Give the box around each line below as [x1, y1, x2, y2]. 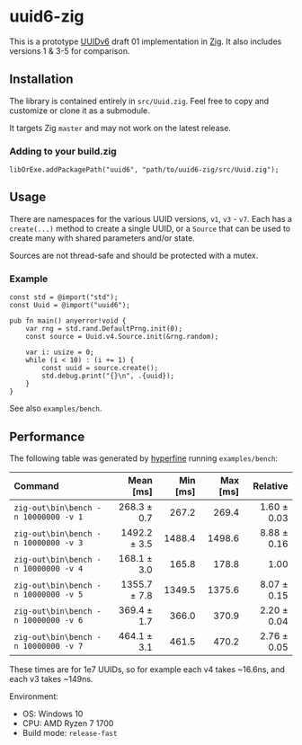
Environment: [9, 690, 58, 702]
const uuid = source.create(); [41, 364, 159, 373]
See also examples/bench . [9, 403, 102, 414]
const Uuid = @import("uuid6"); [9, 301, 130, 310]
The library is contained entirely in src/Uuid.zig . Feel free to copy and [9, 95, 270, 106]
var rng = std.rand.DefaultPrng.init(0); [25, 324, 182, 333]
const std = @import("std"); [9, 293, 119, 302]
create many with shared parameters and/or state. [9, 232, 195, 244]
